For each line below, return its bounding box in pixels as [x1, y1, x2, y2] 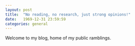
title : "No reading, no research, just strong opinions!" [5, 12, 131, 17]
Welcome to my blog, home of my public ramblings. [5, 35, 111, 41]
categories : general [5, 21, 48, 26]
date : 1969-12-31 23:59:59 [5, 16, 66, 21]
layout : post [5, 7, 32, 12]
